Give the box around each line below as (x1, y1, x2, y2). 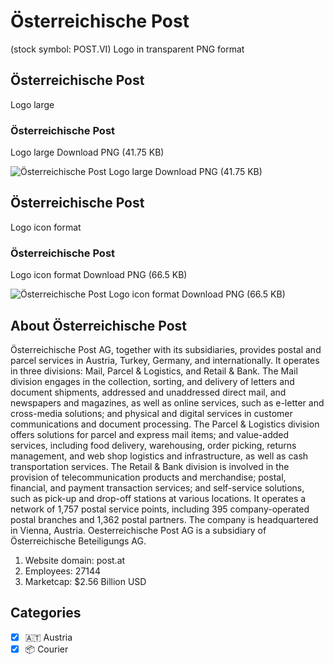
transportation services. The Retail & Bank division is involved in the (10, 460, 290, 472)
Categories (10, 605, 82, 622)
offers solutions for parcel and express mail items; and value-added (10, 428, 290, 440)
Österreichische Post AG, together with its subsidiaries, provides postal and (10, 343, 322, 355)
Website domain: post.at (24, 554, 126, 566)
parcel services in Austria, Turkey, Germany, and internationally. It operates (10, 354, 320, 366)
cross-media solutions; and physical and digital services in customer (10, 407, 293, 419)
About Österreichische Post (10, 317, 187, 334)
